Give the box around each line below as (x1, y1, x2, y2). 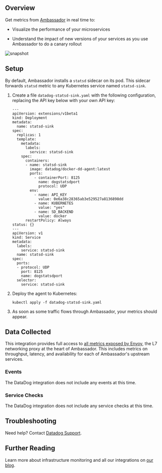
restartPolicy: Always (25, 218, 72, 223)
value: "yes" (38, 205, 65, 210)
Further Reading (5, 444, 55, 452)
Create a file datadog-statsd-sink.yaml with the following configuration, (12, 92, 156, 98)
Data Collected (5, 328, 51, 336)
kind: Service (12, 235, 41, 240)
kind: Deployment (12, 115, 48, 120)
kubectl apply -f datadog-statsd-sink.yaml (12, 300, 102, 305)
